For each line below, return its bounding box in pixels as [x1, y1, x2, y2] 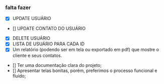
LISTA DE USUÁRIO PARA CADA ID [12, 41, 85, 47]
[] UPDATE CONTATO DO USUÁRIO [12, 26, 86, 32]
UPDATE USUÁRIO [12, 16, 51, 22]
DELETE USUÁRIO [12, 35, 50, 41]
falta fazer [5, 4, 31, 11]
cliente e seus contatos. [12, 52, 62, 58]
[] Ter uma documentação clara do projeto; [12, 62, 102, 68]
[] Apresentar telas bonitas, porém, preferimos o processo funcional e [12, 67, 157, 73]
